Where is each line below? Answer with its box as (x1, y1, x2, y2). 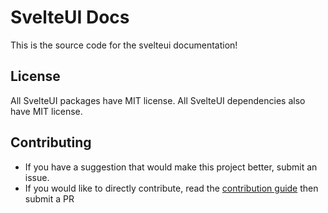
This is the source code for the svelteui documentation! (10, 39, 238, 51)
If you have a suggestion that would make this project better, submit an (24, 161, 318, 173)
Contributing (10, 134, 92, 151)
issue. (24, 171, 50, 183)
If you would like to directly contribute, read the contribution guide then (24, 182, 319, 194)
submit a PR (24, 192, 75, 205)
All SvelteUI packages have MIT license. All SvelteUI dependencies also (10, 94, 306, 106)
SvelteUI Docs (10, 6, 130, 29)
